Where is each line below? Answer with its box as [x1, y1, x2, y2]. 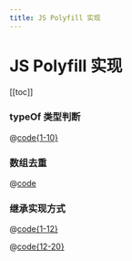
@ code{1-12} [9, 224, 58, 235]
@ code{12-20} [9, 241, 66, 252]
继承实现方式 [9, 203, 66, 215]
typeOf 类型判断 [9, 110, 81, 123]
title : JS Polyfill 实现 [9, 13, 101, 23]
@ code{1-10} [9, 131, 59, 142]
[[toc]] [9, 86, 34, 97]
